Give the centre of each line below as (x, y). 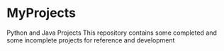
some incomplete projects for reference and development (91, 40)
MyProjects (41, 13)
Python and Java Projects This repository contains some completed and (112, 33)
